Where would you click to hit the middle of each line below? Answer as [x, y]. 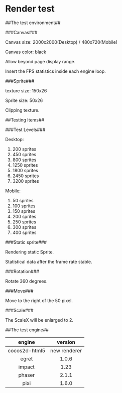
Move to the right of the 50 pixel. [39, 300]
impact [27, 367]
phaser [27, 375]
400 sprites [24, 232]
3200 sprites [26, 181]
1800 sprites [25, 170]
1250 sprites [25, 165]
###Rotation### [22, 271]
